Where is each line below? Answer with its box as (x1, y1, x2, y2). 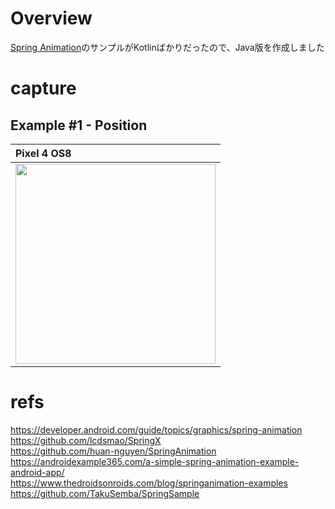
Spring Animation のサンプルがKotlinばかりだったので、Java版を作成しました (10, 41, 325, 53)
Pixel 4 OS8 (15, 146, 72, 160)
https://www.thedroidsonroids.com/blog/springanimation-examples (10, 477, 288, 489)
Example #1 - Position (10, 117, 148, 134)
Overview (10, 7, 93, 30)
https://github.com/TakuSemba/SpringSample (10, 487, 200, 499)
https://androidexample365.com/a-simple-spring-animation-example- (10, 455, 300, 467)
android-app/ (10, 466, 65, 478)
